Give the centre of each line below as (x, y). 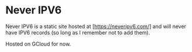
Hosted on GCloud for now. (38, 44)
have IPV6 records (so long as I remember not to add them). (78, 32)
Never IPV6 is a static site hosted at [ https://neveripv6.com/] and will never (96, 26)
